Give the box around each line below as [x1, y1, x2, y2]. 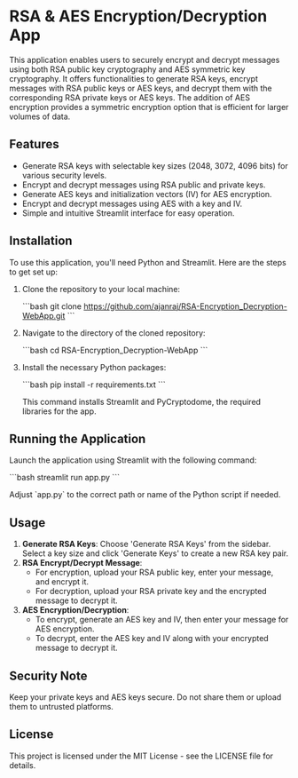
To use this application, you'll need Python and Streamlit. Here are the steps [9, 257, 286, 267]
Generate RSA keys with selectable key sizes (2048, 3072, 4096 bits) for [21, 160, 288, 171]
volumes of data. [9, 111, 71, 122]
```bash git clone [21, 300, 82, 312]
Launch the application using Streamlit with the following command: [9, 455, 257, 465]
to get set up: [9, 266, 58, 277]
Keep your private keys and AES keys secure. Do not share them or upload [9, 692, 282, 703]
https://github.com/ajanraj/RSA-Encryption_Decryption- [83, 300, 288, 312]
